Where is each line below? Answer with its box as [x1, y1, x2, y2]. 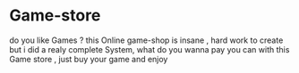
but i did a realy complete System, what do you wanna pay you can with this [9, 44, 290, 54]
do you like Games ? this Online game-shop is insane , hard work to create [9, 35, 284, 45]
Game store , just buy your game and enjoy [9, 53, 168, 64]
